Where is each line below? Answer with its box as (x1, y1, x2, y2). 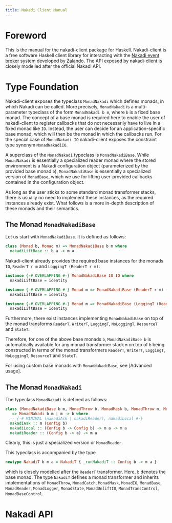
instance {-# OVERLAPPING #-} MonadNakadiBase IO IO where (5, 273, 134, 278)
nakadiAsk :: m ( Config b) (10, 421, 68, 426)
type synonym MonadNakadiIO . (5, 142, 68, 148)
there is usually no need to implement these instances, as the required (5, 194, 154, 200)
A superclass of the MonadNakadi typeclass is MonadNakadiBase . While (5, 152, 149, 158)
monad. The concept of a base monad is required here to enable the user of (5, 114, 165, 121)
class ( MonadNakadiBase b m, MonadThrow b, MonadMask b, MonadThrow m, (5, 406, 161, 412)
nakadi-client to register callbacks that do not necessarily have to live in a (5, 120, 161, 126)
